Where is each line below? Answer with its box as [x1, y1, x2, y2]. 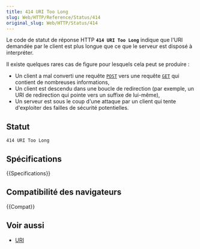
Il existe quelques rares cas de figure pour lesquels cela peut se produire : [6, 61, 190, 68]
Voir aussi [6, 220, 44, 231]
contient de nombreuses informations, [14, 79, 110, 86]
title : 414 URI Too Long [6, 8, 68, 15]
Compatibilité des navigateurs [6, 187, 122, 197]
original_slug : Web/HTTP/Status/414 [6, 20, 98, 26]
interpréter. [6, 49, 34, 56]
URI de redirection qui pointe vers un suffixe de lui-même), [14, 91, 160, 99]
